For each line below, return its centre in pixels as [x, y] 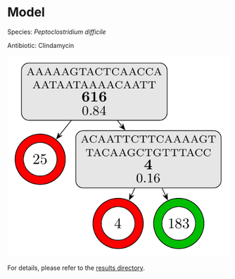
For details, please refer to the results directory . [76, 268]
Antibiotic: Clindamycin [41, 45]
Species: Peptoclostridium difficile [57, 32]
